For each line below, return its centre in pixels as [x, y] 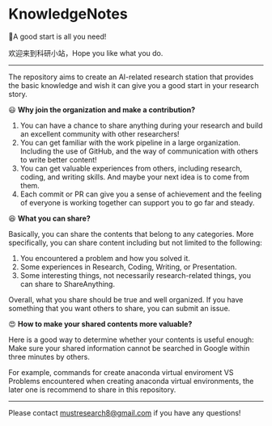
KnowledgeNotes [68, 14]
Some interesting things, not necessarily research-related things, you [135, 275]
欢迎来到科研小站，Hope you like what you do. [86, 53]
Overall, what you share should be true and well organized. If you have [126, 299]
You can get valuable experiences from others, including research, [131, 168]
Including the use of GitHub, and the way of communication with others [139, 151]
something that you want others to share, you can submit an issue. [119, 308]
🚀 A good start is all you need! [57, 36]
